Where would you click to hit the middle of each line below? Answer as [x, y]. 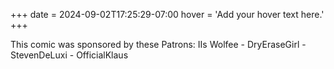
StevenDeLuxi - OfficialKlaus [69, 55]
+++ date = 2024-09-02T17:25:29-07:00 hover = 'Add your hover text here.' [167, 14]
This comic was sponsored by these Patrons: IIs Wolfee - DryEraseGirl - [158, 44]
